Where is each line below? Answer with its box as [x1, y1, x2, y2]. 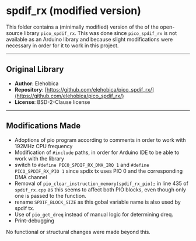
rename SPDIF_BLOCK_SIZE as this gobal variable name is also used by [14, 198, 181, 205]
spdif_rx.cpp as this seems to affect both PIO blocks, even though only [14, 186, 187, 193]
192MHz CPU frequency [14, 142, 73, 149]
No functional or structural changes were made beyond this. [6, 228, 150, 235]
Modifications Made [6, 121, 80, 131]
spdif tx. [14, 204, 35, 211]
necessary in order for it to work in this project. [6, 42, 119, 49]
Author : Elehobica [14, 80, 59, 87]
